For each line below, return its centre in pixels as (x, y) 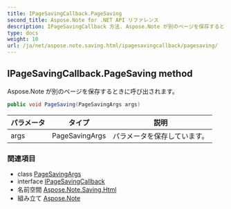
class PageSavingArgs (49, 174)
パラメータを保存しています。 (161, 136)
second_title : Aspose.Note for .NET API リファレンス (83, 20)
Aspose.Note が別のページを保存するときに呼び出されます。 (93, 91)
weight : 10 (23, 39)
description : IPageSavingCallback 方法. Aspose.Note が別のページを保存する (113, 26)
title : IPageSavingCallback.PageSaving (65, 13)
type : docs (23, 33)
